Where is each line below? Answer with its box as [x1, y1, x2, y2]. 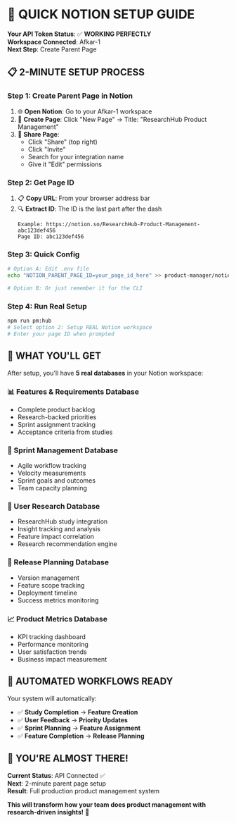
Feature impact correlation [17, 532, 95, 541]
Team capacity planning [17, 484, 88, 493]
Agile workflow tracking [17, 462, 86, 470]
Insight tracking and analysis [17, 525, 100, 533]
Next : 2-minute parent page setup [7, 779, 107, 788]
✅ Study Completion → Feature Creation [17, 707, 138, 716]
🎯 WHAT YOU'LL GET [7, 350, 102, 362]
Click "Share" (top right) [27, 137, 98, 146]
